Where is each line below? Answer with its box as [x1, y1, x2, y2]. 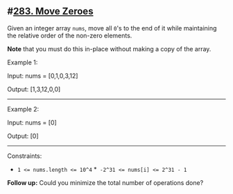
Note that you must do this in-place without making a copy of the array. [7, 44, 212, 53]
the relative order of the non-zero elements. [7, 31, 132, 39]
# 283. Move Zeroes [7, 6, 94, 17]
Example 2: [7, 105, 40, 113]
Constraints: [7, 152, 42, 160]
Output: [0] [7, 132, 40, 140]
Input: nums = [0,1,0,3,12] [7, 71, 78, 80]
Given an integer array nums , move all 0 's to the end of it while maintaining [7, 24, 217, 32]
